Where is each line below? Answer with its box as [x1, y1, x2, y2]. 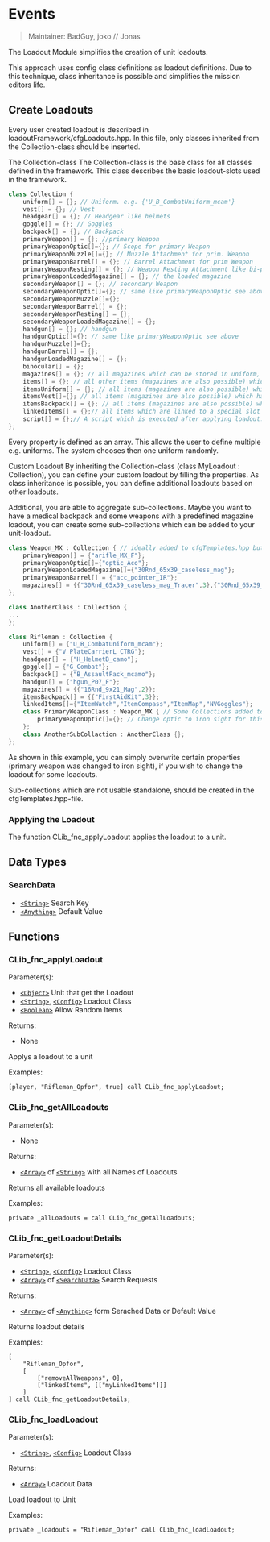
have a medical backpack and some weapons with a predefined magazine [8, 511, 254, 521]
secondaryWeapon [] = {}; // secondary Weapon [22, 280, 178, 289]
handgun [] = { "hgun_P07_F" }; [22, 678, 121, 686]
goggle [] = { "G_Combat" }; [22, 663, 110, 671]
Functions [8, 930, 60, 943]
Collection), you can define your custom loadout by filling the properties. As [8, 469, 260, 480]
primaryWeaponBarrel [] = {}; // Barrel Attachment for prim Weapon [22, 257, 253, 266]
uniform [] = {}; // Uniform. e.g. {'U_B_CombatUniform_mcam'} [22, 197, 235, 206]
